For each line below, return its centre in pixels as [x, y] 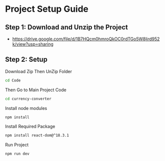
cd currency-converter [28, 99]
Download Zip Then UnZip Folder [39, 71]
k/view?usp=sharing [33, 44]
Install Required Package [30, 127]
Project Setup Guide [47, 9]
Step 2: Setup [26, 60]
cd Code [13, 80]
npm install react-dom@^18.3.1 [37, 135]
